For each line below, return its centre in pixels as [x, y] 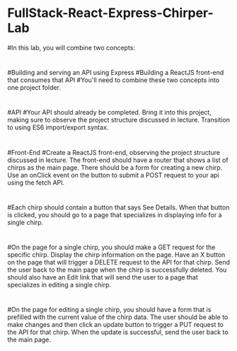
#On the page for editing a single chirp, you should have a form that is [109, 310]
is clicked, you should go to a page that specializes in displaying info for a [115, 214]
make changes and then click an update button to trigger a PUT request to [116, 325]
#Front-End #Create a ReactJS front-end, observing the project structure [114, 152]
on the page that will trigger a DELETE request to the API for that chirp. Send [119, 262]
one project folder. [34, 88]
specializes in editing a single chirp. [59, 284]
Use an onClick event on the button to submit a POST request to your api [113, 175]
